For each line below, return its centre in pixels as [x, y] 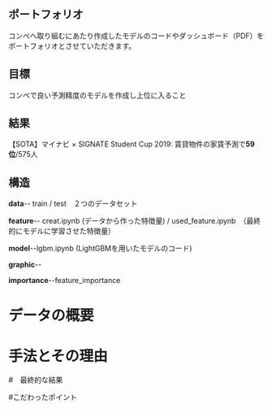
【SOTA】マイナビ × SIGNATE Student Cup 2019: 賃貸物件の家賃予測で [127, 144]
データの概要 [52, 316]
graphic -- [25, 265]
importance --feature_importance [65, 281]
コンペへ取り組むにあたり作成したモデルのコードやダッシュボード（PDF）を [136, 36]
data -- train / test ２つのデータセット [73, 204]
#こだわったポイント [43, 398]
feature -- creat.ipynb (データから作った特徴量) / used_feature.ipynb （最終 [135, 221]
